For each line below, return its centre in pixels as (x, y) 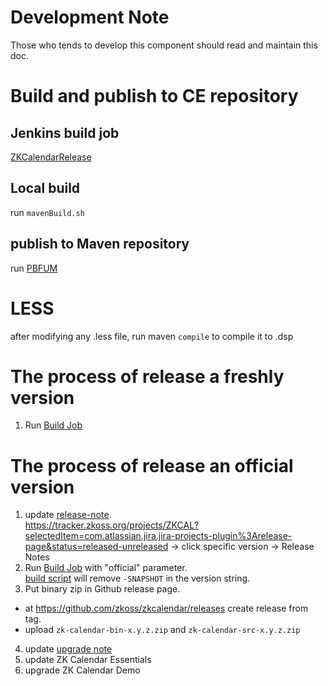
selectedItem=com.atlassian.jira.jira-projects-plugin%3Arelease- (158, 536)
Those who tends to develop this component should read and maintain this (164, 45)
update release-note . (68, 515)
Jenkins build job (65, 132)
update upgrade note (68, 649)
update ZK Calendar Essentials (88, 660)
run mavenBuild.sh (47, 212)
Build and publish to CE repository (154, 96)
